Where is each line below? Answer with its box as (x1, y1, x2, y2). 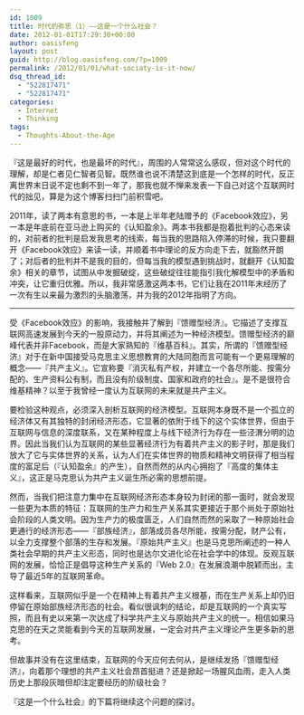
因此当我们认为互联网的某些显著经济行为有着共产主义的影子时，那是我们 (24, 438, 295, 449)
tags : (9, 123, 30, 132)
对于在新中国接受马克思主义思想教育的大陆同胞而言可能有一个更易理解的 (24, 350, 295, 362)
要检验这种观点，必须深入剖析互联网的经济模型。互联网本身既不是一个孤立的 (9, 404, 295, 415)
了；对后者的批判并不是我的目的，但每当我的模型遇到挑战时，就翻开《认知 (9, 255, 287, 266)
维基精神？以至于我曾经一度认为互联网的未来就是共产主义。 (9, 385, 232, 396)
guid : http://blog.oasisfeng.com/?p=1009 (9, 55, 168, 64)
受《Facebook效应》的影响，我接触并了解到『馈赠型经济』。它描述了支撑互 (9, 317, 288, 328)
